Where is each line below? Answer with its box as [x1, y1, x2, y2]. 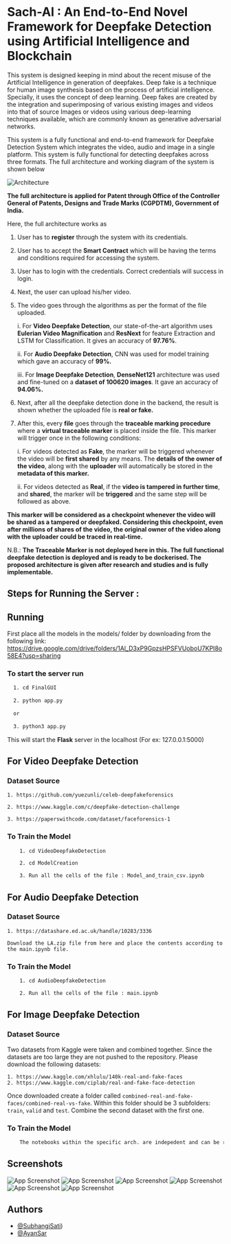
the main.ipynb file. [7, 945, 69, 952]
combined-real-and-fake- [122, 1092, 194, 1100]
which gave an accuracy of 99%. [16, 357, 112, 365]
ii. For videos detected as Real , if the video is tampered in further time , [16, 482, 220, 490]
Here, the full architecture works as [7, 219, 107, 228]
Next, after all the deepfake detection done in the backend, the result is [16, 398, 219, 407]
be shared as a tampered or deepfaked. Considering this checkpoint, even [7, 518, 223, 526]
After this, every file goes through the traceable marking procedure [16, 419, 211, 428]
